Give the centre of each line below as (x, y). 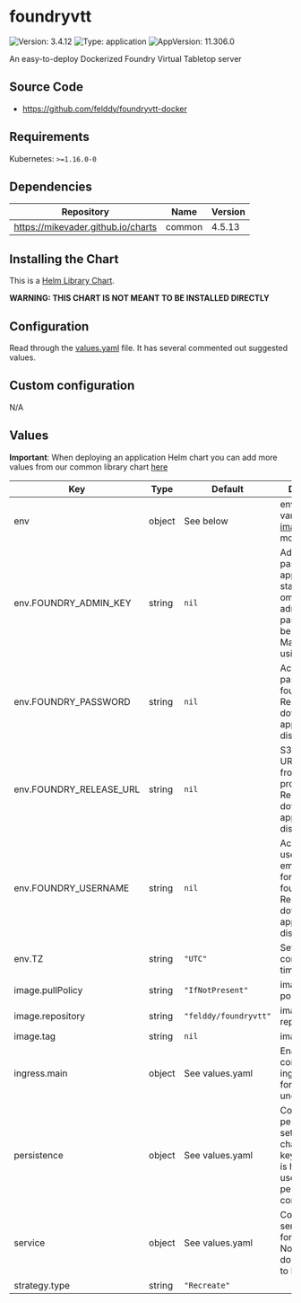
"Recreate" (207, 1285)
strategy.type (42, 1285)
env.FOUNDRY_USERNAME (72, 888)
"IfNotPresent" (216, 990)
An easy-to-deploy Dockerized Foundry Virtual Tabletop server (125, 58)
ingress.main (41, 1073)
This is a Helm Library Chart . (62, 281)
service (30, 1243)
